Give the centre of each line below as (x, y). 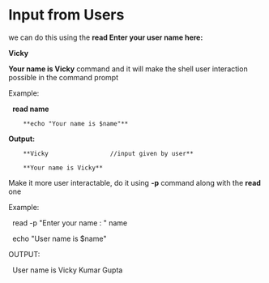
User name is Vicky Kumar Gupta (67, 270)
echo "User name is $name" (59, 238)
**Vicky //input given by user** (109, 153)
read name (30, 109)
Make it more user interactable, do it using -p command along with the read (135, 182)
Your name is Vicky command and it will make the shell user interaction (128, 69)
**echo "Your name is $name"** (76, 123)
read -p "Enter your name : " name (70, 223)
